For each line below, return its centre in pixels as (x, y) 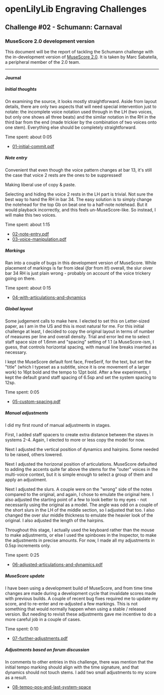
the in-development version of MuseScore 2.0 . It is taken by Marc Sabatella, (82, 57)
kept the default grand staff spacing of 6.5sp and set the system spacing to (81, 377)
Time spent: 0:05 (22, 392)
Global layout (19, 309)
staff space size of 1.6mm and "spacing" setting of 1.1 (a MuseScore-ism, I (80, 342)
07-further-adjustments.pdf (40, 639)
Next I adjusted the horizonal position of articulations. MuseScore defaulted (81, 464)
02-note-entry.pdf (31, 234)
